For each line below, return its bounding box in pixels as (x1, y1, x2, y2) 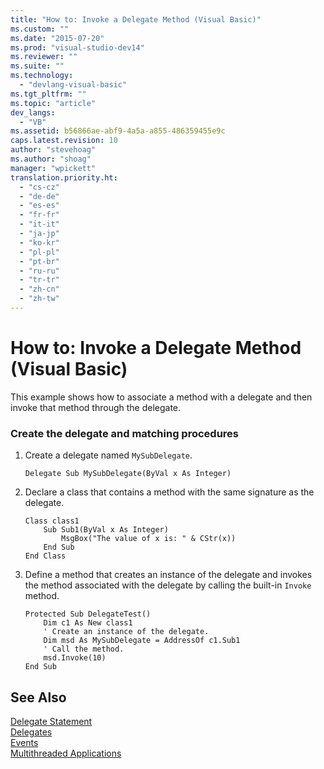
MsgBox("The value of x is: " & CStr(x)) (61, 534, 237, 544)
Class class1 (24, 516, 80, 526)
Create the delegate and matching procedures (10, 426, 239, 440)
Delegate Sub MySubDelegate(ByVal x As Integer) (24, 469, 232, 479)
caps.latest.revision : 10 (10, 136, 118, 146)
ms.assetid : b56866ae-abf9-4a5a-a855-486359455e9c (10, 126, 226, 136)
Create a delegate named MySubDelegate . (24, 449, 193, 461)
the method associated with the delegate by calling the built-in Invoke (24, 579, 312, 591)
